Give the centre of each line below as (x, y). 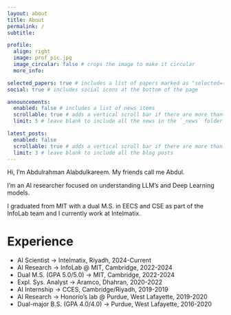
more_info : (29, 70)
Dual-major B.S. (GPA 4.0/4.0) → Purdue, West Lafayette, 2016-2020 (114, 304)
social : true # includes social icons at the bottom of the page (102, 89)
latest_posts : (27, 133)
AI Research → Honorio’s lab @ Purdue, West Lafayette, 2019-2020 (112, 297)
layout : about (27, 13)
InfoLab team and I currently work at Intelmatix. (74, 213)
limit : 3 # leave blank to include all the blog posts (93, 153)
